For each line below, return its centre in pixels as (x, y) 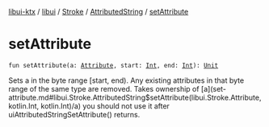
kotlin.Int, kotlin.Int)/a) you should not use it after (89, 106)
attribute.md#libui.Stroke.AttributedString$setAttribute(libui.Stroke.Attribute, (135, 97)
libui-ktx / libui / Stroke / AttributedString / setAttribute (99, 12)
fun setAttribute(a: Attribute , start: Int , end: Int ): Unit (113, 65)
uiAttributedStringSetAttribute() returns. (74, 114)
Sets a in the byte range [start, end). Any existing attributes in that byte (126, 80)
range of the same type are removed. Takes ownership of (104, 88)
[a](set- (214, 88)
